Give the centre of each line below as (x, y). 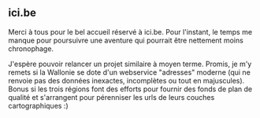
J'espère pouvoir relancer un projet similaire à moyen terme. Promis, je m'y (130, 64)
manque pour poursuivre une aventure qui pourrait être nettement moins (126, 40)
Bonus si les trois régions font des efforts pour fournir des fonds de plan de (130, 89)
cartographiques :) (38, 105)
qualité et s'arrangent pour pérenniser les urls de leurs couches (111, 97)
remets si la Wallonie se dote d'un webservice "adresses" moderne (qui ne (129, 72)
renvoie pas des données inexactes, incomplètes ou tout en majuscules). (126, 80)
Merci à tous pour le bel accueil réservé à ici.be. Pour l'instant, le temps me (130, 31)
